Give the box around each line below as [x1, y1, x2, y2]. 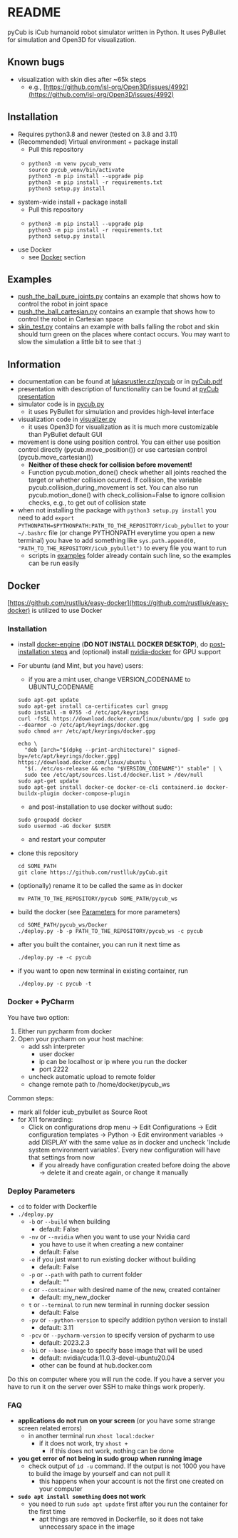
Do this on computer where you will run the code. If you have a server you [7, 1375, 225, 1383]
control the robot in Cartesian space [17, 315, 124, 324]
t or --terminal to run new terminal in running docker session [28, 1300, 210, 1309]
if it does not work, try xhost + [38, 1439, 128, 1447]
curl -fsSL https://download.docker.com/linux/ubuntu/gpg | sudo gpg [17, 716, 229, 723]
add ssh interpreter [28, 1042, 85, 1051]
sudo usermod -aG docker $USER [17, 822, 111, 830]
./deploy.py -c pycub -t [17, 981, 92, 988]
